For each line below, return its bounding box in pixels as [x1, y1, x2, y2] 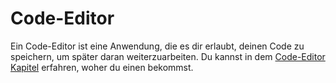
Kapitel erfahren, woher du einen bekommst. [10, 61, 194, 73]
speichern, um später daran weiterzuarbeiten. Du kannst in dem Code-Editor [10, 50, 326, 62]
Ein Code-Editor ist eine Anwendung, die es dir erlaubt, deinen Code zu [10, 40, 305, 52]
